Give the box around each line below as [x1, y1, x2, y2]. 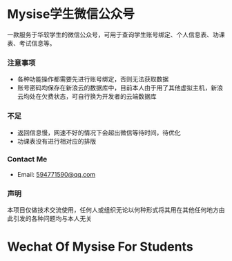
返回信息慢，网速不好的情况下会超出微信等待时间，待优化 [17, 128, 181, 137]
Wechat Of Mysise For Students [7, 239, 193, 255]
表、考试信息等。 [7, 39, 56, 47]
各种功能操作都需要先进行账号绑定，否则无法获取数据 [17, 75, 169, 84]
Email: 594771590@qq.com [17, 170, 96, 178]
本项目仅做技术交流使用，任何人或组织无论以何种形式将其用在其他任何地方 [7, 206, 219, 214]
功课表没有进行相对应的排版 [17, 137, 97, 145]
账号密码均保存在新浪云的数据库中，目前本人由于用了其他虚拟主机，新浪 [17, 84, 223, 92]
